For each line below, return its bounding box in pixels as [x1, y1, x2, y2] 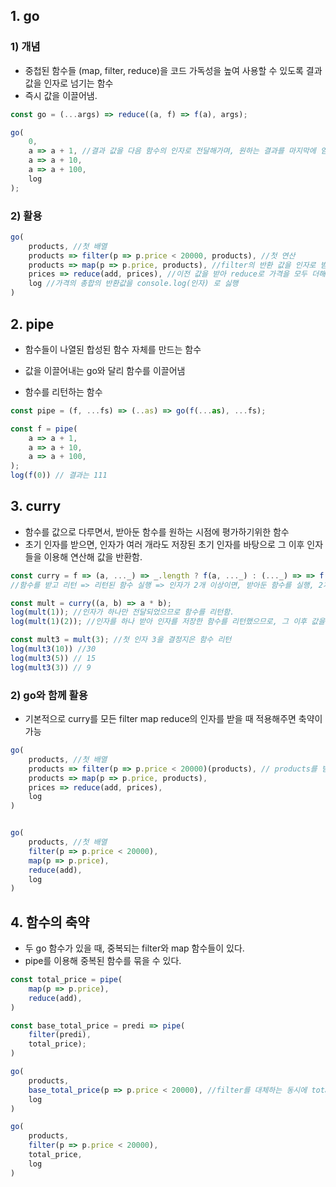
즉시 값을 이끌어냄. [24, 89, 98, 101]
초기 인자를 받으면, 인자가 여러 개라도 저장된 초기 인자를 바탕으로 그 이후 [24, 538, 305, 550]
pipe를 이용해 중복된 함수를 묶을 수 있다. [24, 955, 182, 967]
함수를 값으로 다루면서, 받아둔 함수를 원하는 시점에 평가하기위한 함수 [24, 525, 290, 538]
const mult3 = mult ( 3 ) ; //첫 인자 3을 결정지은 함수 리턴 [10, 635, 232, 645]
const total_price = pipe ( [10, 975, 123, 985]
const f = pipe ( [10, 424, 78, 434]
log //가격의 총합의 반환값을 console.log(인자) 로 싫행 [28, 279, 239, 289]
